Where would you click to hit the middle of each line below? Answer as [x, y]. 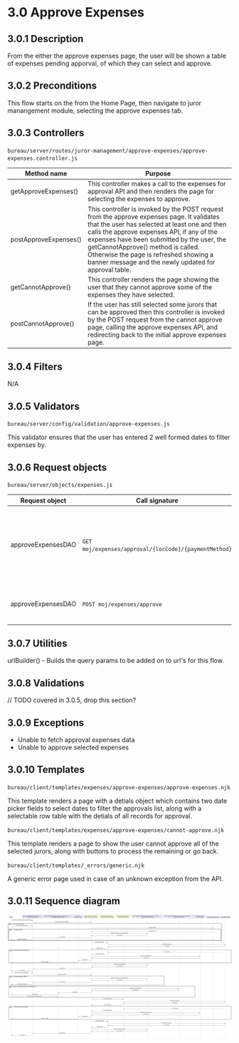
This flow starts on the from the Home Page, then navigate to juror [104, 103]
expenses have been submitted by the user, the [157, 239]
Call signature [158, 500]
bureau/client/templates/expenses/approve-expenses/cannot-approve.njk [116, 830]
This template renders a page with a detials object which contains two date [117, 801]
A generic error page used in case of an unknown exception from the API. [116, 878]
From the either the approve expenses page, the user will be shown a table [117, 56]
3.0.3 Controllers [46, 133]
